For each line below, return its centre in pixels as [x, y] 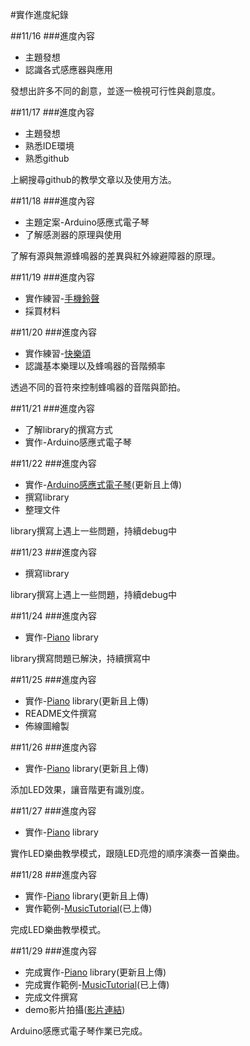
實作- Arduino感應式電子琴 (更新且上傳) [103, 484]
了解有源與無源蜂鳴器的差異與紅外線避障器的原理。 [115, 256]
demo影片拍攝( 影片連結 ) [75, 1009]
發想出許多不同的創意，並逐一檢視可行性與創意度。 [115, 91]
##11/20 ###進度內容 [54, 332]
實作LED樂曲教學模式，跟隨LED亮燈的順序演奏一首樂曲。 [127, 853]
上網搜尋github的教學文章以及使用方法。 [93, 179]
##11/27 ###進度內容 [53, 811]
